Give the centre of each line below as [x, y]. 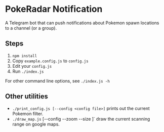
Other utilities [27, 97]
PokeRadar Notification [54, 9]
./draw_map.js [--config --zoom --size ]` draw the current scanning [81, 119]
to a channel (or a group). [31, 28]
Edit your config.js [32, 66]
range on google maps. [36, 124]
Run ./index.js [28, 71]
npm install [24, 56]
